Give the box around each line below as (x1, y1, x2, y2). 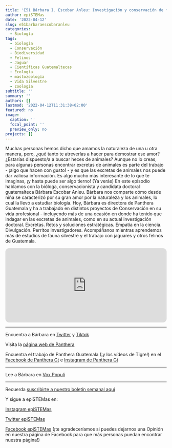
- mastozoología (10, 74, 45, 79)
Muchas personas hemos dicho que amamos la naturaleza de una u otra (5, 146, 158, 152)
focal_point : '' (10, 121, 45, 127)
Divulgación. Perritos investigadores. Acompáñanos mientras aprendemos (5, 227, 162, 233)
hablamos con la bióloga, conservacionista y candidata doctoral (5, 184, 140, 190)
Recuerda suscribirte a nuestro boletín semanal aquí (5, 386, 115, 393)
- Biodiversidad (10, 50, 45, 55)
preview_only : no (10, 127, 47, 132)
